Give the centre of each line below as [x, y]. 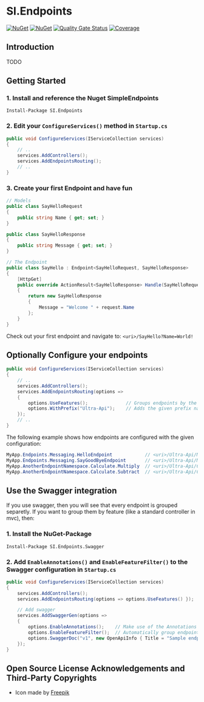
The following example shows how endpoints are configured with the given [100, 437]
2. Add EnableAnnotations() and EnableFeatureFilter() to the [97, 562]
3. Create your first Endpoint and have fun [69, 188]
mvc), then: [20, 518]
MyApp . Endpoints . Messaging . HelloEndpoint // [78, 455]
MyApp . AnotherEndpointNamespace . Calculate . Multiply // [78, 466]
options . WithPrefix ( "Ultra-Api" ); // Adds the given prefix [110, 408]
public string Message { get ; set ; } [65, 246]
